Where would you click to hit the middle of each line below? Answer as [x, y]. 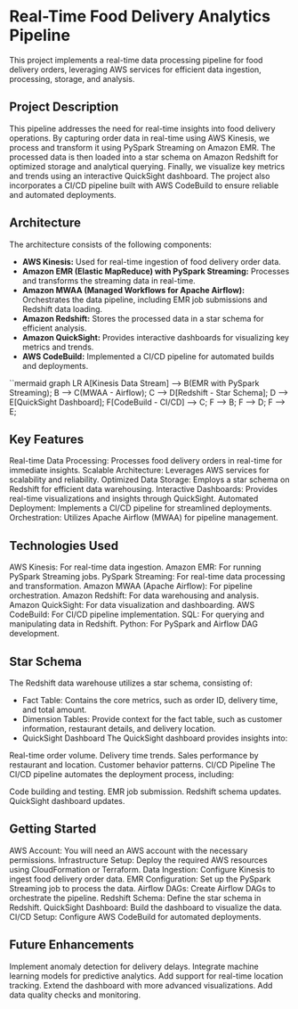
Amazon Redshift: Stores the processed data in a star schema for [143, 318]
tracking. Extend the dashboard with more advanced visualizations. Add [141, 985]
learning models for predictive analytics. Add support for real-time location [146, 976]
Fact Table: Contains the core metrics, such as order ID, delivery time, [150, 700]
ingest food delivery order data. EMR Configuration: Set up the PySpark [140, 879]
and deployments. [55, 365]
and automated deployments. [63, 194]
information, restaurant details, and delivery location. [119, 729]
